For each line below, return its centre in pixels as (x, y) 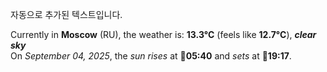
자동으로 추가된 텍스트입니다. (66, 14)
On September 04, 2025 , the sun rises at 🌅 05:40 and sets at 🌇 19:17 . (151, 56)
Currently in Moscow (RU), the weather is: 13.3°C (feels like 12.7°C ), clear (163, 34)
